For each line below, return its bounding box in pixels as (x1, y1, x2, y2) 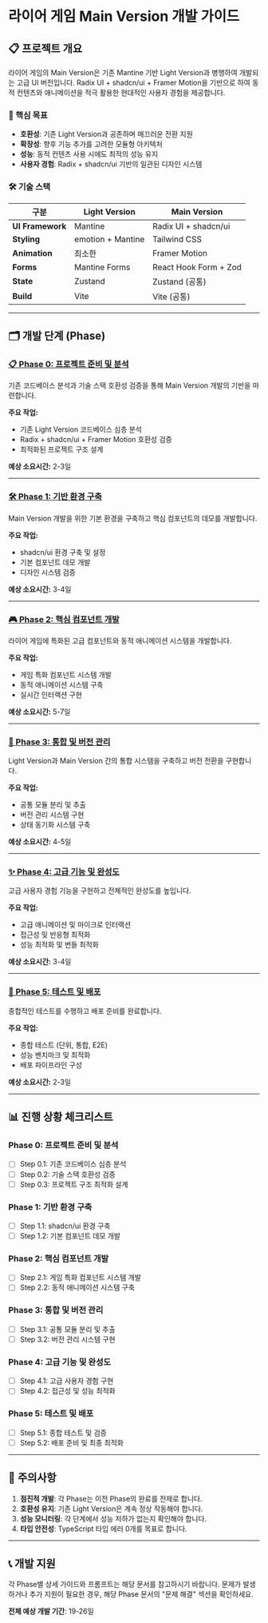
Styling (12, 233, 41, 245)
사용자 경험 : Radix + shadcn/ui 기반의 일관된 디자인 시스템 (19, 159, 203, 169)
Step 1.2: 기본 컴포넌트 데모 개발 (19, 1231, 121, 1240)
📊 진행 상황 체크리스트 (8, 1111, 113, 1124)
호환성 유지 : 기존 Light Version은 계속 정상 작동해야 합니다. (19, 1504, 203, 1513)
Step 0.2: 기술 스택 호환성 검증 (19, 1169, 116, 1179)
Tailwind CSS (152, 233, 202, 245)
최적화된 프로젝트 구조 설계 (19, 445, 104, 454)
